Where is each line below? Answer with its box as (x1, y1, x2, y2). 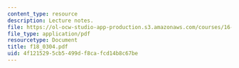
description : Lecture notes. (7, 17, 94, 24)
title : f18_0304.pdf (7, 43, 69, 50)
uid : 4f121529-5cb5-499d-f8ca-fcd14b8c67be (7, 50, 139, 57)
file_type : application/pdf (7, 30, 91, 38)
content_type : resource (7, 10, 78, 18)
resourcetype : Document (7, 37, 78, 44)
